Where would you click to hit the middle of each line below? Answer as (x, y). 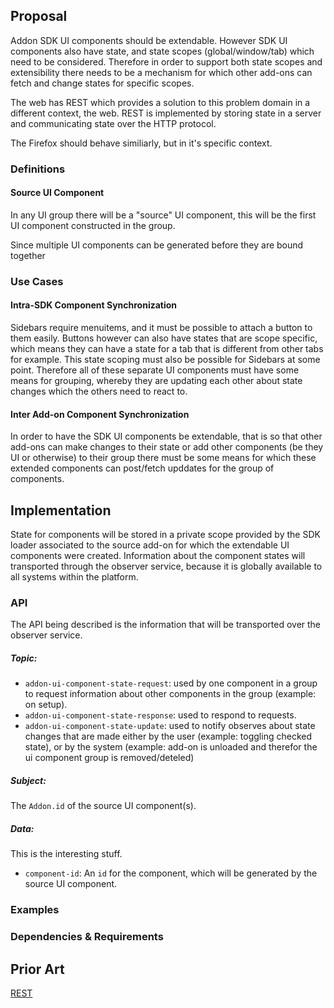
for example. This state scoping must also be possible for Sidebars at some (165, 360)
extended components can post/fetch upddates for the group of (142, 468)
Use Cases (37, 281)
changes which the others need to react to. (99, 391)
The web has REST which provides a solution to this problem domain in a (160, 102)
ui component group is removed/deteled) (109, 758)
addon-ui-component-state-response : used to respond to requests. (160, 715)
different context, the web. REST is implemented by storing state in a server (166, 113)
